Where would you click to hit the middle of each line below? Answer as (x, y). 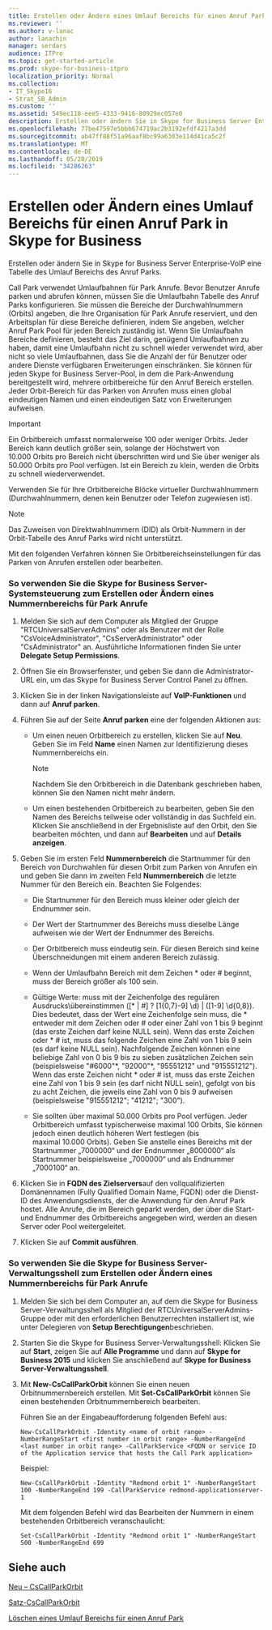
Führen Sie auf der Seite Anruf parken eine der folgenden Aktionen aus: (140, 720)
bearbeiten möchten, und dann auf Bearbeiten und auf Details (137, 834)
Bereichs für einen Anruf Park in (119, 224)
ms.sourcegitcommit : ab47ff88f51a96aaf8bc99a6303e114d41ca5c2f (117, 136)
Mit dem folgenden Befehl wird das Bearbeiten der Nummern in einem (137, 1512)
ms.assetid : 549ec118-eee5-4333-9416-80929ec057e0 (96, 114)
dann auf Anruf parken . (60, 704)
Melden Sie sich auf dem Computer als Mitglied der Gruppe (119, 621)
